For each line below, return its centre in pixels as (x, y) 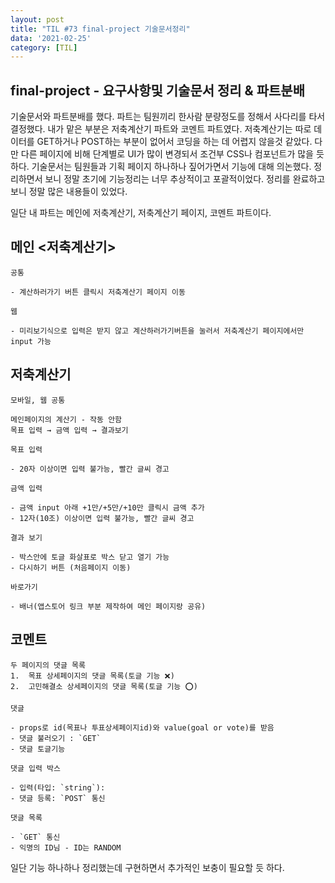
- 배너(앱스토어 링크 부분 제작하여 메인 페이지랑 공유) (108, 606)
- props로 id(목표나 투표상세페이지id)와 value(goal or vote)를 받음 (142, 727)
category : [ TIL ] (44, 47)
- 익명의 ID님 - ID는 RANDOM (66, 847)
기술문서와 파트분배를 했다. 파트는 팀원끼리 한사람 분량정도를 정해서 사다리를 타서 (168, 117)
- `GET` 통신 (35, 837)
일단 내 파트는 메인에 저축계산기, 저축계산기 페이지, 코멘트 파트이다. (141, 213)
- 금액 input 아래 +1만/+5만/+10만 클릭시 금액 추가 (107, 507)
